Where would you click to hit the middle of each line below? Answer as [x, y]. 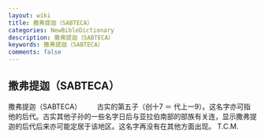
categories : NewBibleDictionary [61, 30]
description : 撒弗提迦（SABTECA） [61, 37]
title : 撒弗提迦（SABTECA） [50, 23]
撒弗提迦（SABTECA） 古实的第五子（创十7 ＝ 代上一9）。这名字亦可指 [129, 106]
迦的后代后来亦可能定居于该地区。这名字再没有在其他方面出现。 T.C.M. [123, 126]
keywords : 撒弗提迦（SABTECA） [56, 45]
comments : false [35, 52]
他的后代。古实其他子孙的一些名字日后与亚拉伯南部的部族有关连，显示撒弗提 [132, 116]
